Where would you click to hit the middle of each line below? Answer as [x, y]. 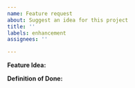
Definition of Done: [35, 79]
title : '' [21, 26]
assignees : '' [28, 39]
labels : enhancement [37, 33]
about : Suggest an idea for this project [68, 20]
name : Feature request [40, 14]
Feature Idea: [27, 65]
